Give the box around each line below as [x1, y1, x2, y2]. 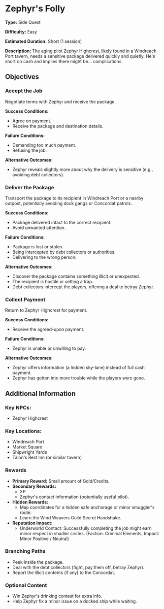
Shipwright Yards [12, 449, 47, 455]
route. [19, 509, 32, 515]
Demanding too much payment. [12, 142, 76, 148]
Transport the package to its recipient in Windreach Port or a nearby [5, 195, 144, 201]
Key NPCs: [5, 404, 32, 411]
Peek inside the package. [12, 559, 64, 565]
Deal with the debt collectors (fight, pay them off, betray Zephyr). [12, 564, 145, 570]
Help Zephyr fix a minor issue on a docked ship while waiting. [12, 598, 137, 604]
